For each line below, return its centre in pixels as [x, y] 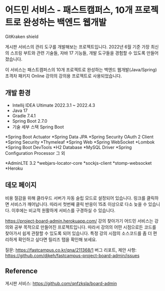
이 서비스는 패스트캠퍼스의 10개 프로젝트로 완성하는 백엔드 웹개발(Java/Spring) [81, 69]
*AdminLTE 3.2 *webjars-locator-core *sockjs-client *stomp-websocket [78, 163]
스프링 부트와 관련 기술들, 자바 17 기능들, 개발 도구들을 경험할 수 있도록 [78, 53]
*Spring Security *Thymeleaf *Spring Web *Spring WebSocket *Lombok [80, 142]
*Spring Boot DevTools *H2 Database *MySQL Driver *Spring [68, 147]
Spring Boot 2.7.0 [30, 121]
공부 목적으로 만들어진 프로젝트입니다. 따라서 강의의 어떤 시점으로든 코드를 [85, 227]
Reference [21, 271]
